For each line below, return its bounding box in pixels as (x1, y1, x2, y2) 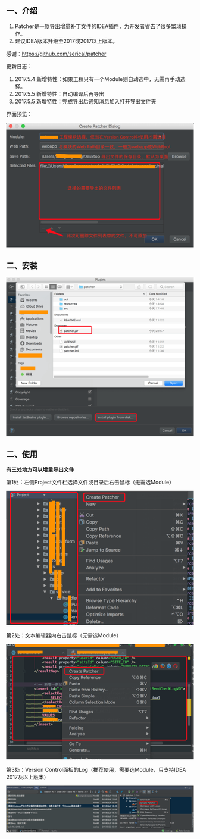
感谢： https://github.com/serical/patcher (6, 50, 107, 57)
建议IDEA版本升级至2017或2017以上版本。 (14, 37, 118, 45)
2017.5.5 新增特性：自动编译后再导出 (14, 90, 104, 97)
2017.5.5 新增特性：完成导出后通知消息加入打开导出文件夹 (14, 98, 157, 105)
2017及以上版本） (6, 773, 49, 781)
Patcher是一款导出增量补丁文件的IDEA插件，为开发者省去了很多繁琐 (14, 23, 182, 30)
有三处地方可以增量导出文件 (6, 466, 74, 473)
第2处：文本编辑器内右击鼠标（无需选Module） (6, 631, 122, 638)
